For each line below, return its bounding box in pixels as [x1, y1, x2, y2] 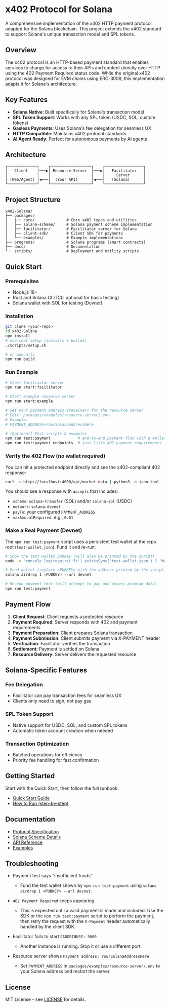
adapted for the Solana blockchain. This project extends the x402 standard [5, 25, 162, 31]
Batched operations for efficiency [12, 752, 82, 758]
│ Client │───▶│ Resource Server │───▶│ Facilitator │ [5, 168, 146, 173]
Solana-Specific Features [5, 666, 88, 675]
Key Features [5, 95, 48, 104]
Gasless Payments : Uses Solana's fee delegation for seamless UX [12, 125, 152, 131]
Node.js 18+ [12, 289, 38, 295]
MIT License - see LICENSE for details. [5, 996, 86, 1002]
